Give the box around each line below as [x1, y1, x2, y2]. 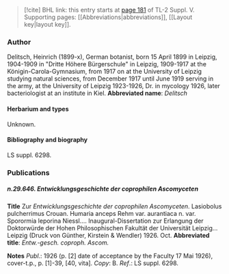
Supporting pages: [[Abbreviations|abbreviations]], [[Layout [23, 13, 193, 21]
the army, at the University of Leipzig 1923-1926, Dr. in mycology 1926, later [7, 82, 221, 90]
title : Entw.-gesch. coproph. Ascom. [7, 238, 109, 247]
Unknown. [7, 120, 36, 128]
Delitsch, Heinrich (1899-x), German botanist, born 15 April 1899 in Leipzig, [7, 53, 217, 61]
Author [7, 37, 31, 46]
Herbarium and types [7, 105, 70, 113]
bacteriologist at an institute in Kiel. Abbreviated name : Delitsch [7, 89, 188, 98]
